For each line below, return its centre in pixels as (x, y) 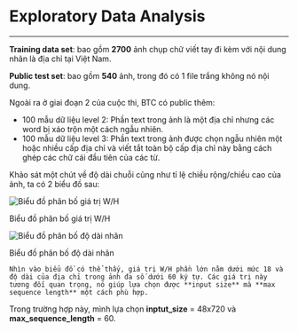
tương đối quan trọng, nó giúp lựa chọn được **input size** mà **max (142, 285)
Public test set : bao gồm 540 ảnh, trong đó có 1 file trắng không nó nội (139, 75)
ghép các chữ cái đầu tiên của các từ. (91, 157)
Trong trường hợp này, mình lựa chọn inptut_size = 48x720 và (123, 309)
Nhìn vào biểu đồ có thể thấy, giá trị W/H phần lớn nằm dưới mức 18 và (146, 269)
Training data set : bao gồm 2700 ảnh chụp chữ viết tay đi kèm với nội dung (148, 49)
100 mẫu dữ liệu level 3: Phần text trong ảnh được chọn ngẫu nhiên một (152, 138)
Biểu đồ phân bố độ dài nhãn (62, 253)
